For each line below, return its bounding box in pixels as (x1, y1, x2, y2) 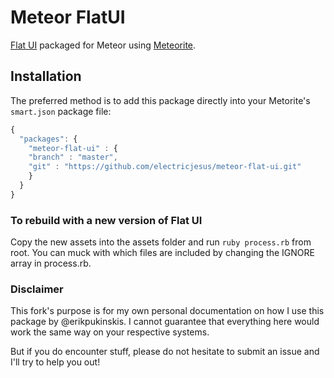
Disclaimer (10, 282, 64, 296)
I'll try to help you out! (10, 356, 101, 368)
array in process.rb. (10, 257, 92, 270)
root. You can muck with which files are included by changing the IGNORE (10, 247, 315, 259)
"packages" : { (19, 134, 78, 144)
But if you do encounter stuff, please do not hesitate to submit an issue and (10, 346, 320, 358)
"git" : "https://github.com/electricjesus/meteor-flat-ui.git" (28, 162, 302, 172)
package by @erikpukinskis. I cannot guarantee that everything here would (10, 316, 320, 328)
